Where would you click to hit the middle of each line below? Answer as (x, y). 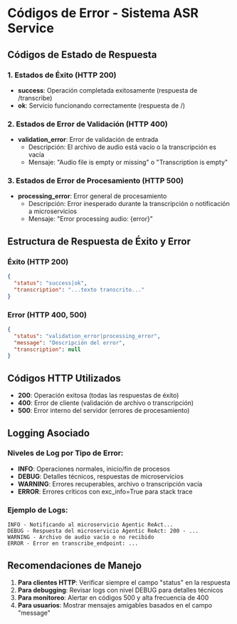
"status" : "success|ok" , (51, 283)
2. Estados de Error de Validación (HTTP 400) (88, 124)
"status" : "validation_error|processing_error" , (87, 336)
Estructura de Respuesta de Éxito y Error (99, 241)
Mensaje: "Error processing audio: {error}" (90, 219)
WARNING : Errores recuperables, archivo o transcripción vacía (110, 484)
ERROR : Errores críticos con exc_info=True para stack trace (105, 491)
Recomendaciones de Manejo (75, 565)
